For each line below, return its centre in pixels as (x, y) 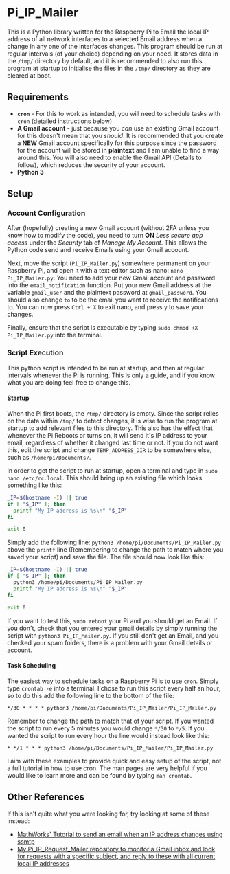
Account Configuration (46, 213)
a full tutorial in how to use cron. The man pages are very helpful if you (107, 768)
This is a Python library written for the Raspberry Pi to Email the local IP (108, 32)
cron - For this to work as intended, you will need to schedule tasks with (119, 113)
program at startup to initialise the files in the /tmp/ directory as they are (109, 68)
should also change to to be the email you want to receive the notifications (113, 300)
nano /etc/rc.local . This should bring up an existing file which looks (105, 478)
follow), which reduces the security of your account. (91, 165)
